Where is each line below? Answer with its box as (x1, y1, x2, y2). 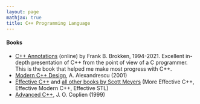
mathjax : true (6, 15, 42, 21)
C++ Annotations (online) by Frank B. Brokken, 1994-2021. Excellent (15, 52, 184, 59)
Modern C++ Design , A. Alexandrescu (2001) (15, 71, 127, 79)
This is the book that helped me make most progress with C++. (15, 65, 172, 73)
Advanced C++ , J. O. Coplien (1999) (15, 91, 106, 98)
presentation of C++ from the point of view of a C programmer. (31, 59, 189, 66)
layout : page (6, 8, 39, 15)
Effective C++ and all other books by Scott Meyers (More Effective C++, (15, 78, 195, 85)
